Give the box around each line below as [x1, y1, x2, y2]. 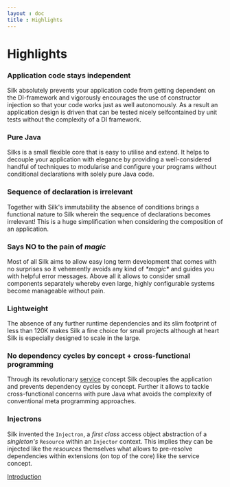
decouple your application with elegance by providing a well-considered [7, 155, 211, 163]
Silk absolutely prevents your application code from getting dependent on [7, 86, 216, 94]
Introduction [7, 472, 42, 481]
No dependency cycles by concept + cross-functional [7, 351, 191, 361]
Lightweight [7, 304, 48, 313]
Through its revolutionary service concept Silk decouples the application [7, 375, 213, 383]
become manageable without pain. [7, 286, 105, 295]
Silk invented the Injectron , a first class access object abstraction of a [7, 430, 207, 438]
